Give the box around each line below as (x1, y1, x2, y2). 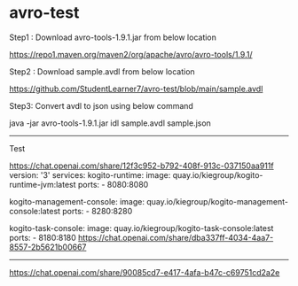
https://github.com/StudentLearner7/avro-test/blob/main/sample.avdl (9, 83, 263, 94)
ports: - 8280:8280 (61, 205, 133, 216)
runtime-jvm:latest (9, 179, 77, 189)
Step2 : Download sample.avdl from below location (9, 66, 195, 77)
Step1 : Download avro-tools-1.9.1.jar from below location (9, 32, 217, 43)
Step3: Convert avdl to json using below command (9, 100, 193, 111)
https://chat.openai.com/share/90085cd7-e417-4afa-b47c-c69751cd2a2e (9, 267, 280, 277)
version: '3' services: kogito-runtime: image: (9, 169, 171, 180)
